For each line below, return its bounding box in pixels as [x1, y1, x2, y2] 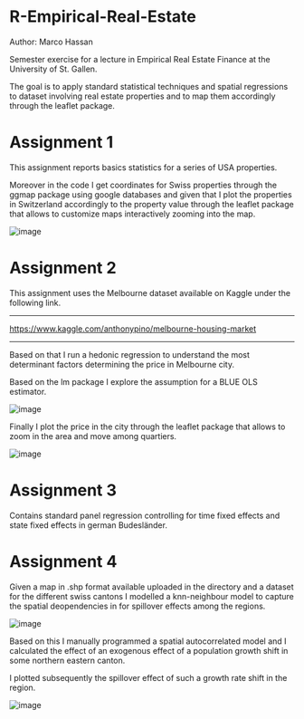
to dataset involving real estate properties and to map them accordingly [9, 91, 276, 101]
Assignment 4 [9, 551, 118, 571]
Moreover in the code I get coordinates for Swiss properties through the [9, 179, 278, 190]
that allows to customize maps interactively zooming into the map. [9, 208, 256, 219]
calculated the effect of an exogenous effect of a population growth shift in [9, 645, 289, 656]
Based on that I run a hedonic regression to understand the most [9, 349, 251, 359]
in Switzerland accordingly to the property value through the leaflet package [9, 198, 294, 209]
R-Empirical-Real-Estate [9, 6, 197, 27]
